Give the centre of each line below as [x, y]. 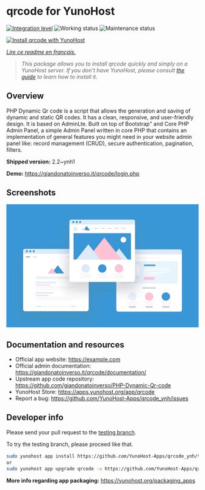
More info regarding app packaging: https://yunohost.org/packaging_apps [101, 481]
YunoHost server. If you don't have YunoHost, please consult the [103, 70]
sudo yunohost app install [41, 456]
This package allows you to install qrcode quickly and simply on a [104, 64]
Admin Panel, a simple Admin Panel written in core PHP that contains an [97, 130]
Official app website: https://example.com [68, 359]
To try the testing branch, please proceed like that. [70, 444]
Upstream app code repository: [55, 379]
